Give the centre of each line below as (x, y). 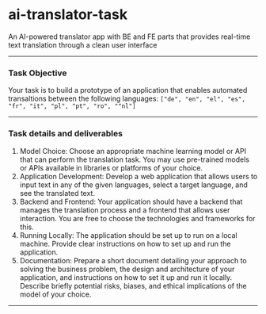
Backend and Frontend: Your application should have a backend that (131, 201)
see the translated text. (57, 193)
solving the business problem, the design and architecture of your (127, 269)
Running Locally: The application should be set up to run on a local (128, 235)
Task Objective (38, 73)
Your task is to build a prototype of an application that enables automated (128, 90)
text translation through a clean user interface (83, 44)
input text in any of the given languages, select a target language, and (133, 185)
